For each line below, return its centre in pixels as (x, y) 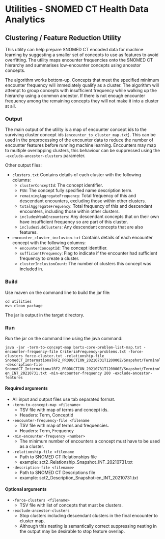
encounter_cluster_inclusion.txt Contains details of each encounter (82, 238)
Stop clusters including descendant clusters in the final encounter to (89, 516)
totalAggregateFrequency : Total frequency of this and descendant (86, 206)
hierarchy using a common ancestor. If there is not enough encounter (75, 95)
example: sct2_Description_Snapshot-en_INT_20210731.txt (79, 478)
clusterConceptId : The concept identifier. (61, 185)
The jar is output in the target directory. (45, 315)
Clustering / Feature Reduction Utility (63, 38)
